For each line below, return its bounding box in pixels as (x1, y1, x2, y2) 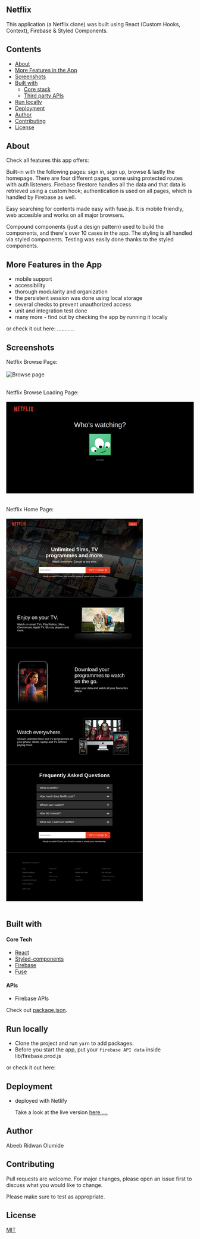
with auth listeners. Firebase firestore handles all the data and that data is (6, 181, 186, 188)
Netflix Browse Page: (6, 358, 58, 366)
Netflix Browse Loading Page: (6, 389, 79, 396)
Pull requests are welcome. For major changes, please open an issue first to (6, 1175, 192, 1182)
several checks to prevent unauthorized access (14, 301, 132, 308)
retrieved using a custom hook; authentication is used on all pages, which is (6, 188, 192, 195)
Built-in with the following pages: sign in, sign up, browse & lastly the (6, 168, 175, 176)
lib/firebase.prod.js (14, 1053, 61, 1060)
